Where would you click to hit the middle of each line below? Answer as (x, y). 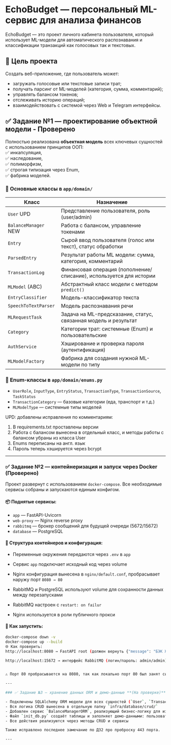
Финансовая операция (89, 269)
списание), (74, 276)
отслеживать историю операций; (49, 100)
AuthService (22, 346)
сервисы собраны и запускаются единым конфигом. (63, 490)
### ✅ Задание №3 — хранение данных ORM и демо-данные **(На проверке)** (86, 693)
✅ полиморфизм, (24, 164)
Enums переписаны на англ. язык (49, 443)
